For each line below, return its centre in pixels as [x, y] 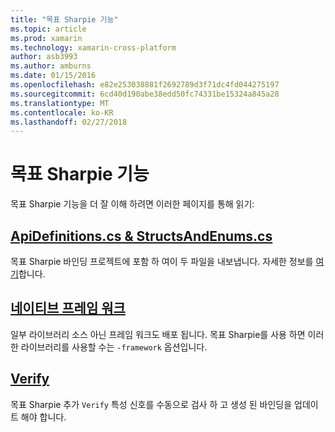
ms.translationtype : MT [60, 103]
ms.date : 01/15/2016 [53, 76]
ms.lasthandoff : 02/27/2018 [69, 122]
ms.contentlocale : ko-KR [62, 112]
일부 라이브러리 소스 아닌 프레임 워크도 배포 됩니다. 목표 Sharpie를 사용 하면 [158, 334]
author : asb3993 [44, 57]
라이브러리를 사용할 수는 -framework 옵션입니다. [114, 347]
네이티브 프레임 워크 [68, 308]
